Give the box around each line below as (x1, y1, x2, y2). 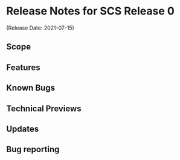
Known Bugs (6, 83, 56, 93)
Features (6, 62, 40, 72)
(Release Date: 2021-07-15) (6, 24, 74, 31)
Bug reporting (6, 144, 60, 155)
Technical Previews (6, 103, 82, 114)
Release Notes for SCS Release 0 (6, 4, 175, 18)
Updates (6, 124, 39, 134)
